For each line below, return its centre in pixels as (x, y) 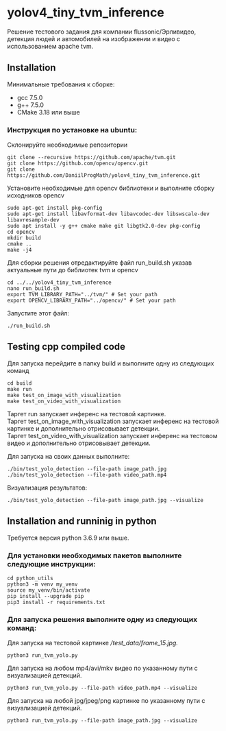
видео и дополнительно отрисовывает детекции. (79, 443)
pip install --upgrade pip (46, 596)
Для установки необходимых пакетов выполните (95, 555)
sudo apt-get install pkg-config (55, 208)
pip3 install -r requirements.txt (56, 602)
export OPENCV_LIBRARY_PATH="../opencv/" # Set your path (91, 301)
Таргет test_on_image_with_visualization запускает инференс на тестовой (113, 421)
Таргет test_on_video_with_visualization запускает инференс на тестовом (112, 435)
